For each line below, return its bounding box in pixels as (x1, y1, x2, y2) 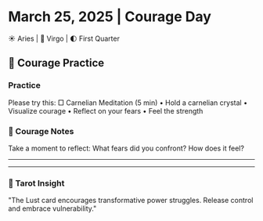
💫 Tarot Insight (8, 177, 65, 188)
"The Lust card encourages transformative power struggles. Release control (8, 196, 254, 205)
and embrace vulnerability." (8, 204, 97, 213)
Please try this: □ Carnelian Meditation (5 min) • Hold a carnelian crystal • (8, 98, 248, 107)
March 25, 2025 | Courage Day (8, 8, 211, 26)
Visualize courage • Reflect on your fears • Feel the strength (8, 106, 204, 115)
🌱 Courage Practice (8, 56, 105, 70)
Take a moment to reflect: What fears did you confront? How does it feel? (8, 143, 245, 153)
